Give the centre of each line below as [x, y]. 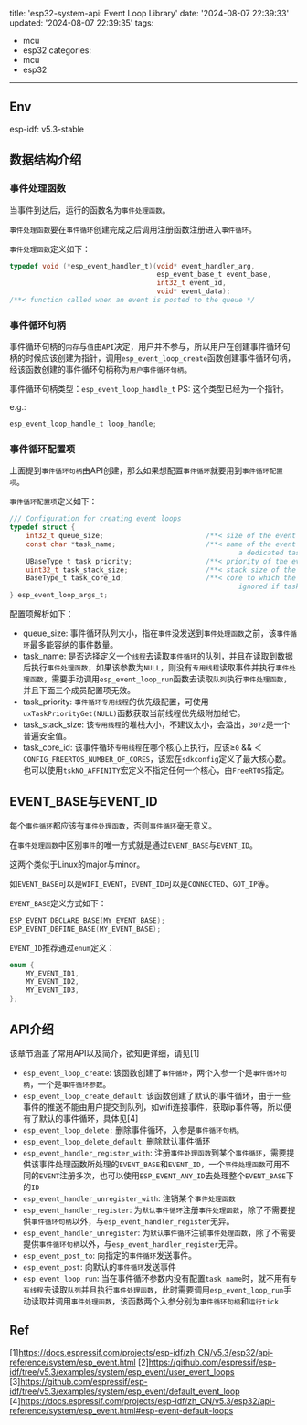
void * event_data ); [194, 291]
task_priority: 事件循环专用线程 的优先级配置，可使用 [116, 702]
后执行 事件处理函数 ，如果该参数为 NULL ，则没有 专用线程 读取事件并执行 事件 [156, 668]
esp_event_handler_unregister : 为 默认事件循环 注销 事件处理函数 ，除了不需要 [159, 1232]
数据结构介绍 [46, 160]
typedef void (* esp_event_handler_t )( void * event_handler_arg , [132, 266]
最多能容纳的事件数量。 [74, 645]
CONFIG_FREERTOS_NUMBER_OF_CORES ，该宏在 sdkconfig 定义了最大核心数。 [157, 759]
